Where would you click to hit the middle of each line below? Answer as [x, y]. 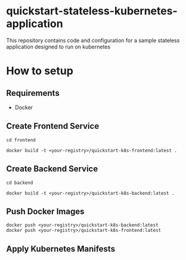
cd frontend [21, 140]
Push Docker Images [45, 211]
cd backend [20, 183]
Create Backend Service [52, 169]
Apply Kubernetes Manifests [61, 249]
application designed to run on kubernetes [58, 47]
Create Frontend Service [53, 126]
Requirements [33, 93]
